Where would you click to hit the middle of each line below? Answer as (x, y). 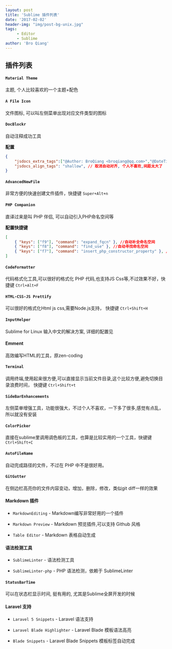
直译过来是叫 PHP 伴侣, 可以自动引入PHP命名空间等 (60, 217)
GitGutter (16, 477)
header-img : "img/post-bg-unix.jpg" (44, 24)
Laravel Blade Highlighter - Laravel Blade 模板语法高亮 (72, 630)
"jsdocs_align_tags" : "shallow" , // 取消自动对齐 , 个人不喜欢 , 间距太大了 (89, 166)
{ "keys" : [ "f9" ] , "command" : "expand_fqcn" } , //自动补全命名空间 (85, 242)
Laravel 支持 (18, 607)
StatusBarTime (20, 582)
